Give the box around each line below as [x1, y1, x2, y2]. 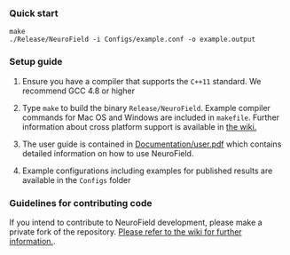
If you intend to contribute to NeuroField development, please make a [9, 217, 263, 227]
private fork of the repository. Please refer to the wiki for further [9, 226, 242, 237]
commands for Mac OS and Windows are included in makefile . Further [21, 112, 280, 123]
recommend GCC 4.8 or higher [21, 85, 136, 96]
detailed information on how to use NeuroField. [21, 147, 194, 158]
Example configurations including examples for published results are [21, 165, 273, 176]
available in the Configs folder [21, 174, 131, 185]
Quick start [9, 7, 59, 20]
